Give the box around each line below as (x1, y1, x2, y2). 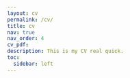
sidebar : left (13, 60, 53, 67)
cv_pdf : (7, 41, 29, 48)
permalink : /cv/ (7, 16, 53, 23)
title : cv (7, 22, 36, 29)
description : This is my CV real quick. (7, 48, 125, 55)
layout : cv (7, 9, 38, 17)
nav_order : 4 (7, 35, 44, 42)
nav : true (7, 28, 36, 36)
